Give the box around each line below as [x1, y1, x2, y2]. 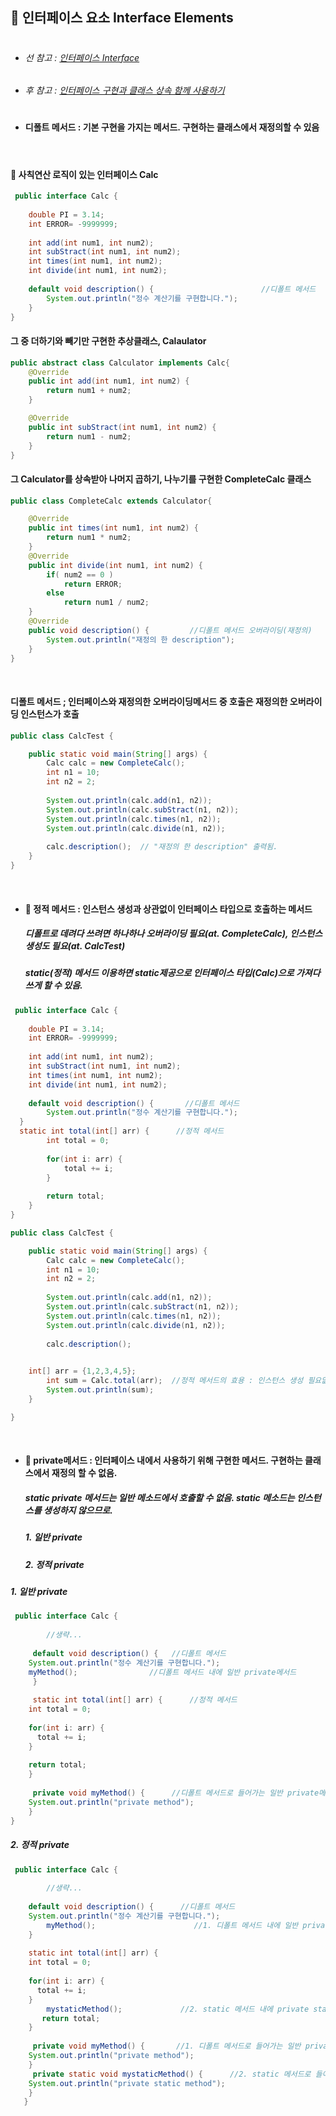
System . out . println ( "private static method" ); [28, 2078, 226, 2088]
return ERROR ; [63, 579, 123, 589]
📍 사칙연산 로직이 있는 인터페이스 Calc [10, 168, 159, 180]
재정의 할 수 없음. [51, 1467, 118, 1479]
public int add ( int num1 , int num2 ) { [28, 376, 190, 387]
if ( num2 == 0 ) [46, 569, 114, 580]
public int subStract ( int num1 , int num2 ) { [28, 422, 217, 432]
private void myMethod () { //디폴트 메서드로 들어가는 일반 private [32, 1788, 320, 1798]
